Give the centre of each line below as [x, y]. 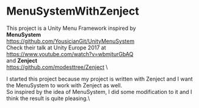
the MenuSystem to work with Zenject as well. [64, 85]
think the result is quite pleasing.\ [48, 98]
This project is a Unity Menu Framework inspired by [71, 28]
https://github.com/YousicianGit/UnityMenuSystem [71, 41]
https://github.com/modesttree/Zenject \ [57, 67]
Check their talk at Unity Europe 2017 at [56, 48]
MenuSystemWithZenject [73, 11]
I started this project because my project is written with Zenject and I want [100, 79]
